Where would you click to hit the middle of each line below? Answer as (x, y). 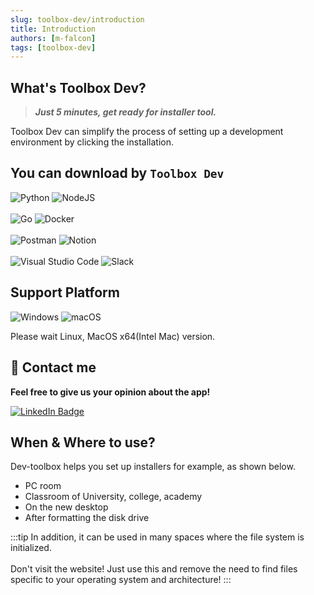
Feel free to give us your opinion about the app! (110, 392)
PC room (43, 486)
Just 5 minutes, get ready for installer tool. (125, 112)
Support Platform (65, 292)
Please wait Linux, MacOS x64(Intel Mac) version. (113, 336)
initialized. (31, 548)
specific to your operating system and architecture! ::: (121, 580)
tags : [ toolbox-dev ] (53, 47)
